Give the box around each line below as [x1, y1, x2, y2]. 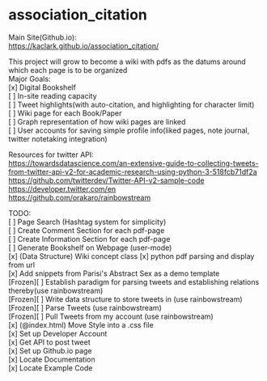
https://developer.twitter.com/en [8, 184, 117, 193]
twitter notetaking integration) [8, 133, 108, 143]
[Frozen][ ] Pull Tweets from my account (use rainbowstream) [8, 311, 214, 321]
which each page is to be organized [8, 65, 128, 74]
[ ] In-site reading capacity [8, 91, 97, 100]
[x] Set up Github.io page [8, 345, 92, 355]
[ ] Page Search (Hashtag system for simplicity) [8, 217, 167, 226]
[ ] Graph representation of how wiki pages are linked [8, 116, 186, 126]
